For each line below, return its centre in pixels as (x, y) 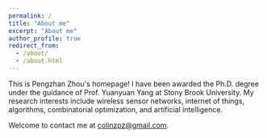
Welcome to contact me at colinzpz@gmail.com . (89, 125)
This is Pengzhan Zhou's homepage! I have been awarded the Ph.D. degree (134, 84)
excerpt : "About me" (43, 31)
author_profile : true (45, 38)
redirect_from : (34, 46)
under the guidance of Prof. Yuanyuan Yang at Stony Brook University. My (131, 92)
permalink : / (30, 16)
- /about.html (39, 61)
